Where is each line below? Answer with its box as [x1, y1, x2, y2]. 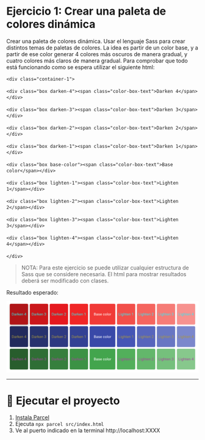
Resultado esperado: [6, 288, 59, 296]
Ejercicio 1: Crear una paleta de [6, 4, 167, 18]
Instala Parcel [15, 414, 50, 421]
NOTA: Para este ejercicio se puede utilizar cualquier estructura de [21, 264, 189, 271]
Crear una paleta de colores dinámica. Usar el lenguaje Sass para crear [6, 37, 185, 45]
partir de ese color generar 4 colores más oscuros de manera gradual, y [6, 50, 188, 57]
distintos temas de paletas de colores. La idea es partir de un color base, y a [6, 44, 198, 51]
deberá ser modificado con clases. [21, 277, 109, 284]
